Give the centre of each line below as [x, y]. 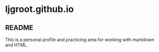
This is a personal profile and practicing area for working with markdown [80, 39]
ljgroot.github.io [39, 9]
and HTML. [17, 45]
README [19, 28]
